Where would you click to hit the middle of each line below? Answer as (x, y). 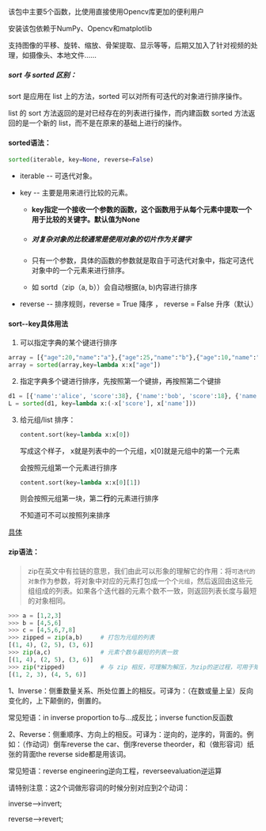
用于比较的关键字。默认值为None (85, 219)
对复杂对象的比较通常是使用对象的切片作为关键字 (111, 239)
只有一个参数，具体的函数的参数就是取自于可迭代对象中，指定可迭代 (142, 260)
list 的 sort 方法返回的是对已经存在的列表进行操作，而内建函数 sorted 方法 (128, 112)
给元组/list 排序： (47, 419)
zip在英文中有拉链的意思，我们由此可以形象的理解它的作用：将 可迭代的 (141, 571)
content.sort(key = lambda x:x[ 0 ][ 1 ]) (80, 482)
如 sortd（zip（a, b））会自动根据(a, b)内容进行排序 (114, 287)
